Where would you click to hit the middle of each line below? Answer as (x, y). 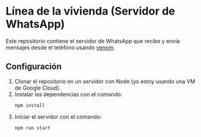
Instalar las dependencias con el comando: (68, 94)
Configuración (34, 67)
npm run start (32, 128)
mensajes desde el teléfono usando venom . (60, 47)
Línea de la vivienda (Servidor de (90, 11)
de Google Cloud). (37, 88)
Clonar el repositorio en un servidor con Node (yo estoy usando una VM (105, 81)
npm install (30, 105)
